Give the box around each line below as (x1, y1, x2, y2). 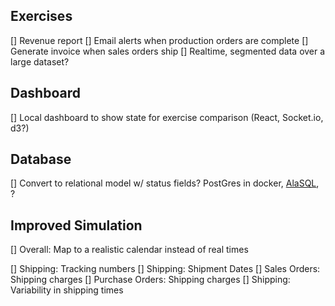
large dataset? (10, 55, 70, 68)
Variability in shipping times (10, 284, 124, 296)
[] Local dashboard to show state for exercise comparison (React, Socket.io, (10, 111, 324, 123)
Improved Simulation (10, 217, 143, 234)
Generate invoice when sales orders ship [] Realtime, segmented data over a (10, 45, 326, 57)
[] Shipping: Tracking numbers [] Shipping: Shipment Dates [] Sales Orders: (10, 263, 321, 275)
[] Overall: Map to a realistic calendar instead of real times (10, 244, 249, 256)
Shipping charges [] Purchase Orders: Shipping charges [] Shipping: (10, 274, 291, 286)
